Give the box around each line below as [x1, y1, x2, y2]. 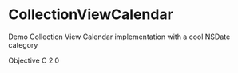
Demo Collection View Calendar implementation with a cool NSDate [8, 32, 231, 41]
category [8, 40, 38, 49]
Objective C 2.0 [8, 56, 60, 65]
